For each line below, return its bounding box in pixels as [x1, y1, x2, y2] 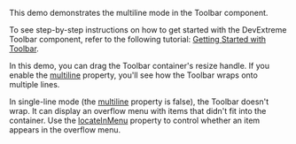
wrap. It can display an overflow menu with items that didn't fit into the [9, 106, 267, 116]
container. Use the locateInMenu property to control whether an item [9, 115, 261, 125]
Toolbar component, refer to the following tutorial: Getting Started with [9, 34, 267, 44]
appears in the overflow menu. [9, 125, 121, 135]
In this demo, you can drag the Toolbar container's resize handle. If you [9, 61, 270, 71]
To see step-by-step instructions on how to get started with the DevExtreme [9, 25, 287, 34]
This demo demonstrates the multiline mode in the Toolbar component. [9, 8, 269, 18]
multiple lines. [9, 80, 60, 89]
